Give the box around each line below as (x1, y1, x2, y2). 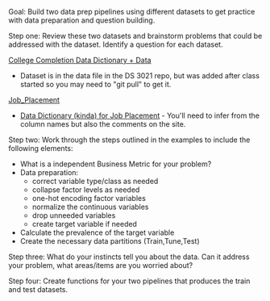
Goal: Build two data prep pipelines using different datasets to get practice (8, 7, 255, 16)
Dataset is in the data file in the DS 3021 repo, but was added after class (19, 71, 260, 80)
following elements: (8, 144, 74, 153)
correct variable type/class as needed (31, 177, 159, 186)
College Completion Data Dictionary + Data (8, 56, 152, 65)
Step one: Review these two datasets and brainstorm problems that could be (8, 31, 263, 40)
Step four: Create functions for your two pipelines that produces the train (8, 276, 251, 286)
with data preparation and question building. (8, 15, 156, 25)
